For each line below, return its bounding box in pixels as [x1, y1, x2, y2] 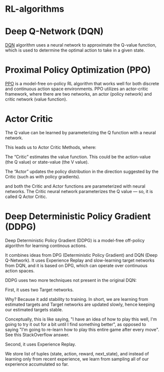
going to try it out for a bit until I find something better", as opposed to [5, 321, 146, 327]
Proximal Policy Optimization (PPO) [5, 65, 151, 75]
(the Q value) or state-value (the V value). [5, 159, 89, 165]
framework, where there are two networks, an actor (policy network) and [5, 91, 152, 97]
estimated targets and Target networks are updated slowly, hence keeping [5, 301, 155, 307]
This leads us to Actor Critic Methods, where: [5, 145, 96, 150]
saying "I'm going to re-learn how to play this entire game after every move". [5, 326, 160, 332]
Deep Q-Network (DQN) [5, 26, 104, 37]
